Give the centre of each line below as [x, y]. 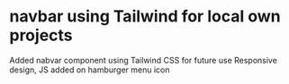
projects [41, 35]
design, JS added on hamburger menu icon [90, 70]
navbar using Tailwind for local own [145, 17]
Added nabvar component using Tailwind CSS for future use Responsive [143, 60]
